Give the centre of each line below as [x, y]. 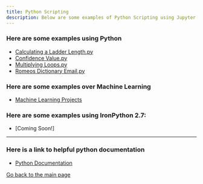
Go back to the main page [38, 174]
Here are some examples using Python [64, 39]
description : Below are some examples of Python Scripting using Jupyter [101, 17]
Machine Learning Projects [49, 100]
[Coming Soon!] [35, 128]
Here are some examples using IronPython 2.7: [76, 115]
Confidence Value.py [41, 58]
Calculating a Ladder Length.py [54, 51]
